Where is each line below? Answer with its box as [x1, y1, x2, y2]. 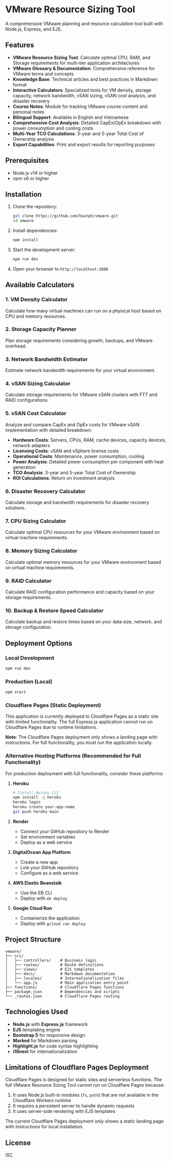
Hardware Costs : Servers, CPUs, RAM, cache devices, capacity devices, [12, 436, 166, 443]
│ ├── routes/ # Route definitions [5, 962, 104, 968]
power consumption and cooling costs [12, 125, 93, 131]
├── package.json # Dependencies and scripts [5, 989, 120, 994]
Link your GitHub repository [20, 864, 79, 870]
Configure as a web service [20, 870, 79, 876]
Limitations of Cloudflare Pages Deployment [5, 1063, 149, 1071]
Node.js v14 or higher [12, 170, 58, 176]
